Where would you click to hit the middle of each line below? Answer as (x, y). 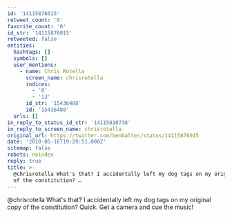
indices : (38, 84)
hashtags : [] (32, 52)
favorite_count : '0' (37, 26)
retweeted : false (32, 39)
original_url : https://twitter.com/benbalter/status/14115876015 (103, 135)
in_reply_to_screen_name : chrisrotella (65, 129)
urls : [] (26, 116)
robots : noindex (30, 155)
